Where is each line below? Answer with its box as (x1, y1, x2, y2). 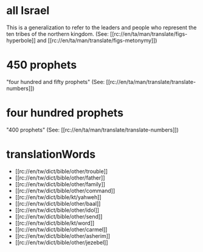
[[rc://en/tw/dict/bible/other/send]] (15, 212, 103, 220)
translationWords (6, 147, 96, 161)
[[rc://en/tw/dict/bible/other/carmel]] (15, 226, 108, 233)
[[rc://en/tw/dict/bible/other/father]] (15, 174, 105, 181)
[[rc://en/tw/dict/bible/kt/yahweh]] (15, 193, 101, 201)
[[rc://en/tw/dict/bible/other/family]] (15, 180, 105, 187)
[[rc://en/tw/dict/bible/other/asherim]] (15, 232, 111, 239)
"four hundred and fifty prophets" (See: (6, 78, 105, 85)
